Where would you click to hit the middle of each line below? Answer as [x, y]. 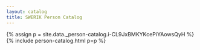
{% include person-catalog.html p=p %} [56, 40]
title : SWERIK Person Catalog [44, 17]
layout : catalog [27, 12]
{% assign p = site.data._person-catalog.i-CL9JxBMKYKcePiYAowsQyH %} [100, 34]
